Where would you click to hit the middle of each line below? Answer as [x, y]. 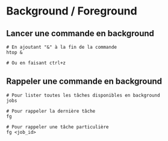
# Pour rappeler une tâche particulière [58, 127]
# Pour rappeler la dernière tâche [51, 111]
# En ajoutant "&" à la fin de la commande [62, 47]
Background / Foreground [72, 11]
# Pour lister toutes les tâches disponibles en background [83, 95]
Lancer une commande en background [80, 33]
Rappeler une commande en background [84, 82]
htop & [14, 52]
